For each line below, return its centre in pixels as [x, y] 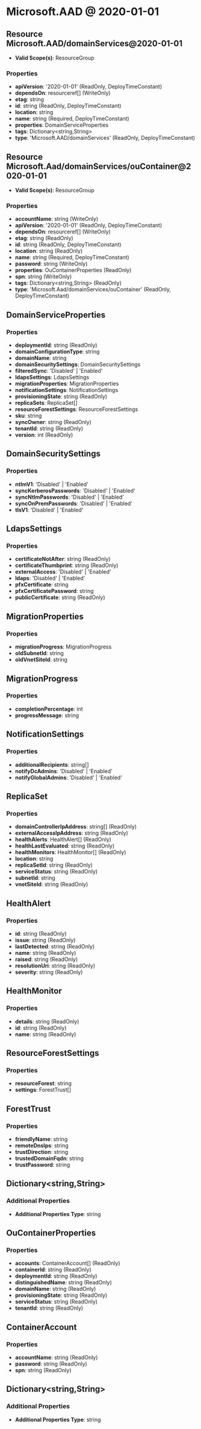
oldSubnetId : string [39, 653]
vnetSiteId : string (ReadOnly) [51, 884]
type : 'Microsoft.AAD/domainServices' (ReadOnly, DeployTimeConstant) [105, 138]
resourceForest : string [43, 1083]
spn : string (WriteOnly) [43, 277]
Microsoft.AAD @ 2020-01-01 [83, 12]
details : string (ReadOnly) [47, 1021]
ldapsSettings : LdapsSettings [52, 377]
